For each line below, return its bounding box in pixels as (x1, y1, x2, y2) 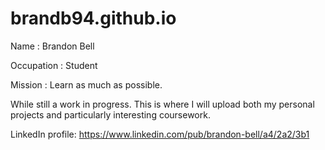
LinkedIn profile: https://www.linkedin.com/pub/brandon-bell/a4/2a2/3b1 (10, 128, 310, 140)
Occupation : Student (10, 59, 98, 71)
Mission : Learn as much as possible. (10, 78, 163, 91)
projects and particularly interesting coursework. (10, 108, 211, 121)
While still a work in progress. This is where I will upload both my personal (10, 98, 315, 110)
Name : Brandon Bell (10, 40, 95, 52)
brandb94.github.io (10, 7, 177, 30)
